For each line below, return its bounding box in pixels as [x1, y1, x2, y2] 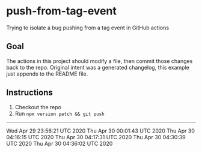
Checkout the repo [14, 103, 62, 110]
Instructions [6, 88, 53, 98]
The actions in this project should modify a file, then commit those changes [6, 57, 193, 64]
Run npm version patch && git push [14, 110, 105, 117]
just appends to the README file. [6, 70, 88, 77]
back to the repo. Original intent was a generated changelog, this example [6, 64, 189, 71]
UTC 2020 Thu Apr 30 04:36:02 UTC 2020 [6, 140, 113, 147]
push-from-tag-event [6, 4, 117, 18]
